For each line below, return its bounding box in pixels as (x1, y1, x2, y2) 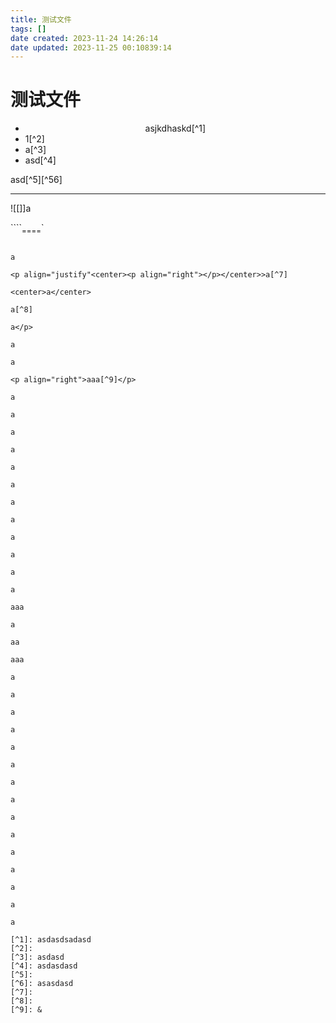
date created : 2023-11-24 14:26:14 (10, 33, 159, 43)
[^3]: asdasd (10, 952, 65, 962)
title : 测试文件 (10, 14, 72, 25)
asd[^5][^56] (10, 174, 63, 186)
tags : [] (10, 24, 47, 34)
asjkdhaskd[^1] (144, 122, 207, 135)
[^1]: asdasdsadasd (10, 934, 92, 945)
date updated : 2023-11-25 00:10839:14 (10, 42, 172, 53)
